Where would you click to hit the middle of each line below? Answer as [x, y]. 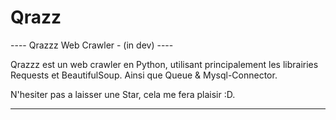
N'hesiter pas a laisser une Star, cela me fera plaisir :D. [123, 94]
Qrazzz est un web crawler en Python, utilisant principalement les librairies [164, 64]
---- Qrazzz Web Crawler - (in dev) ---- [92, 45]
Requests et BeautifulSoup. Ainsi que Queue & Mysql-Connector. [144, 75]
